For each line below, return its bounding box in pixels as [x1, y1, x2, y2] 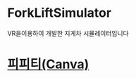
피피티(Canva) [7, 56, 89, 72]
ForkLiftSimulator [7, 5, 111, 21]
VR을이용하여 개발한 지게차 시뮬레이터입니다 [7, 29, 129, 37]
